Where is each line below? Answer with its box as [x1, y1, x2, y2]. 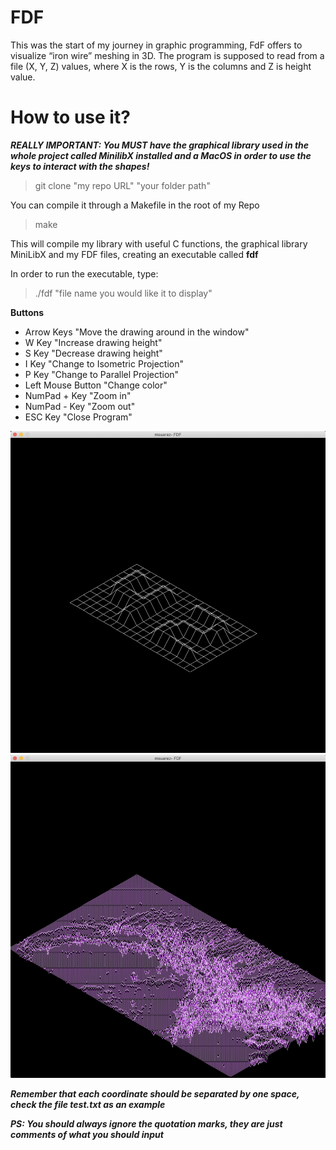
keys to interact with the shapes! [10, 160, 150, 172]
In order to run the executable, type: [10, 267, 159, 280]
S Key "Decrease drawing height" [24, 347, 163, 359]
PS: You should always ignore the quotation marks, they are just [10, 1117, 283, 1130]
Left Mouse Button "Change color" [24, 379, 168, 391]
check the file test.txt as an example [10, 1098, 166, 1110]
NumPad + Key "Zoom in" [24, 389, 132, 401]
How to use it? [10, 106, 131, 129]
